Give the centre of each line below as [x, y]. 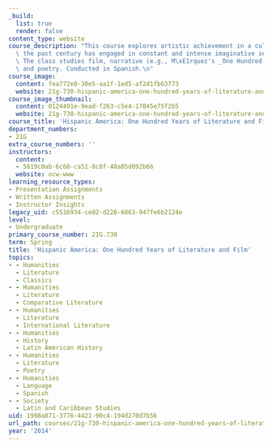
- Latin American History [59, 348]
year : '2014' [30, 431]
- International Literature [63, 325]
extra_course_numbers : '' [52, 144]
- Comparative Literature [59, 303]
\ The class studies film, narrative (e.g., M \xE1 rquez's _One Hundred [139, 62]
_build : [21, 16]
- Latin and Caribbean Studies [68, 408]
